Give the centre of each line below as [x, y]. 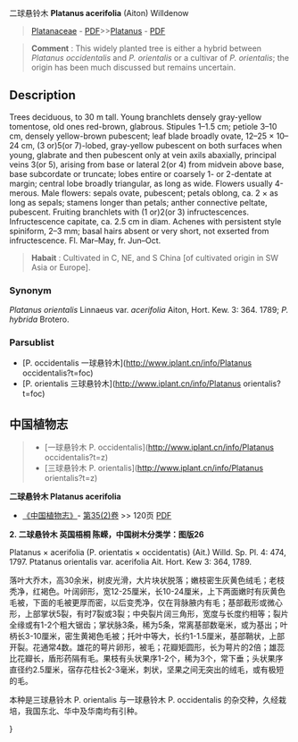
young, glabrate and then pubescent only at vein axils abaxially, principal [143, 155]
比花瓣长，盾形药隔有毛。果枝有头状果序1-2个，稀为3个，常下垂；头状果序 [146, 659]
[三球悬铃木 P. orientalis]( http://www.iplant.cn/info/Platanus [154, 468]
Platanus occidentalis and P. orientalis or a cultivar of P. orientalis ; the [160, 58]
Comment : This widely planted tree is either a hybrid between [146, 48]
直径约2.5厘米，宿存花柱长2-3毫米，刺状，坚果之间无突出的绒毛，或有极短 [147, 670]
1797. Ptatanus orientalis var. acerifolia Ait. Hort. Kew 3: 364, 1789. [131, 562]
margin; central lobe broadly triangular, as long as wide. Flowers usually [141, 183]
